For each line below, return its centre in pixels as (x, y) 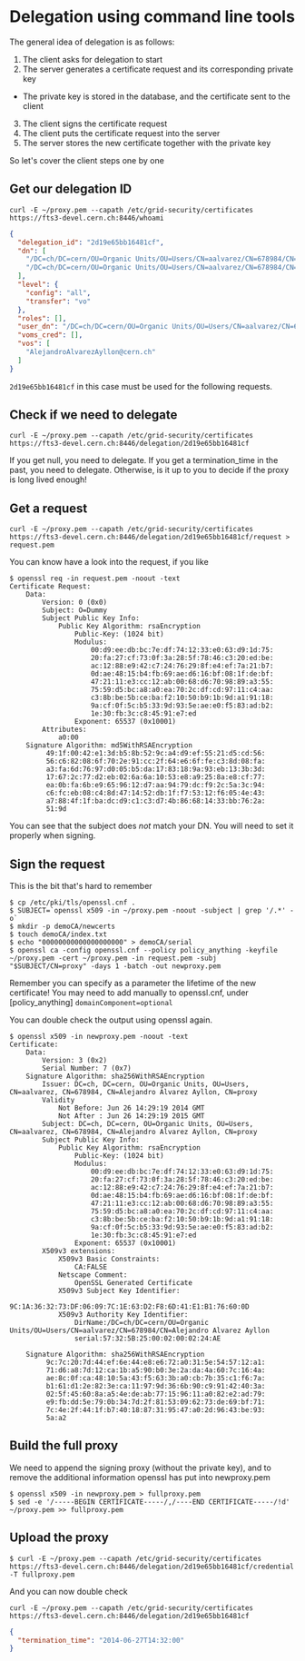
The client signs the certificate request (95, 124)
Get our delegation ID (71, 189)
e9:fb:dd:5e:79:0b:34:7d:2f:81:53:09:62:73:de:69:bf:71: (156, 1402)
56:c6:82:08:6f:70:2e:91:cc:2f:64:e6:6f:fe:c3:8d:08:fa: (156, 761)
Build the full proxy (64, 1446)
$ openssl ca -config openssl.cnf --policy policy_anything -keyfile (144, 951)
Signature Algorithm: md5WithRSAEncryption (109, 746)
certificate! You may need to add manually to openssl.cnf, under (129, 993)
